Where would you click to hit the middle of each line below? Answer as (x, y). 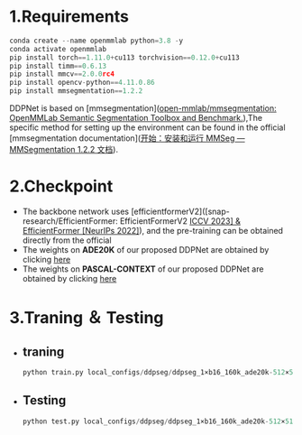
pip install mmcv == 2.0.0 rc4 (62, 74)
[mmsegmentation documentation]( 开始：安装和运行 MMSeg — (127, 138)
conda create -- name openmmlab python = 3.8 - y (96, 41)
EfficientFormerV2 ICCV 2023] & (181, 221)
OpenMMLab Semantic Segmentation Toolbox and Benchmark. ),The (136, 118)
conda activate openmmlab (58, 49)
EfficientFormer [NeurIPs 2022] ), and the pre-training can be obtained (153, 231)
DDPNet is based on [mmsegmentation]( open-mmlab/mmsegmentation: (143, 108)
